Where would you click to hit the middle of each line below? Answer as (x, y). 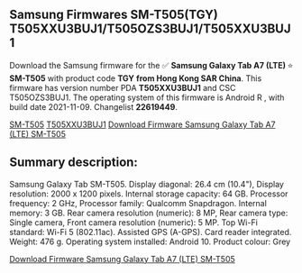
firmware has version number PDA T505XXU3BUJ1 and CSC (123, 87)
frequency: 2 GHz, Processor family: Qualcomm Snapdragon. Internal (138, 203)
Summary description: (73, 163)
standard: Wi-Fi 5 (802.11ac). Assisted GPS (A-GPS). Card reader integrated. (151, 232)
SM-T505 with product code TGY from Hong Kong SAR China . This (136, 78)
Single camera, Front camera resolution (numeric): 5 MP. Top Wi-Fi (134, 222)
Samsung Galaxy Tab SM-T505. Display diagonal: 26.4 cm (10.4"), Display (146, 184)
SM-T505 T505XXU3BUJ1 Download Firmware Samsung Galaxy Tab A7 (143, 124)
